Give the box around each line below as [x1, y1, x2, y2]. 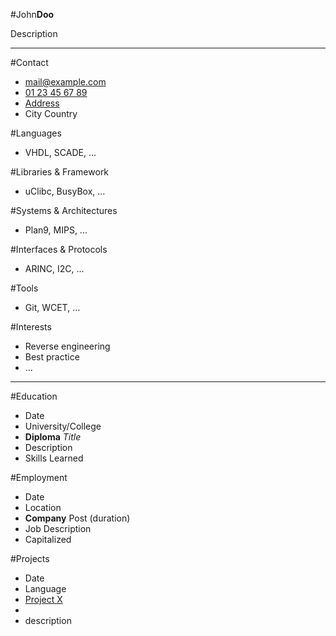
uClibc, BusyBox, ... [24, 185, 106, 197]
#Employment [10, 472, 68, 483]
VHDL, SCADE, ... [24, 147, 97, 158]
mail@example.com [24, 76, 107, 88]
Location [24, 502, 62, 513]
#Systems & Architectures [10, 205, 118, 216]
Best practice [24, 351, 80, 363]
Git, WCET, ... [24, 302, 81, 313]
